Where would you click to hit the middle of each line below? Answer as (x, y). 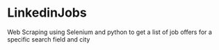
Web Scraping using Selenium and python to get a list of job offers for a (109, 32)
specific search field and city (49, 39)
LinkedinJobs (47, 13)
